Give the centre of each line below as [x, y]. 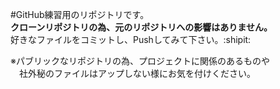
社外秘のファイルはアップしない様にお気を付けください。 [137, 73]
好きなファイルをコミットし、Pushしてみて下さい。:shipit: [131, 39]
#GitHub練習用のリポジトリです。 [80, 14]
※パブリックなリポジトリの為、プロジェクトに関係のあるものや [140, 61]
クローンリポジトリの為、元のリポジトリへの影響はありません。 [141, 27]
